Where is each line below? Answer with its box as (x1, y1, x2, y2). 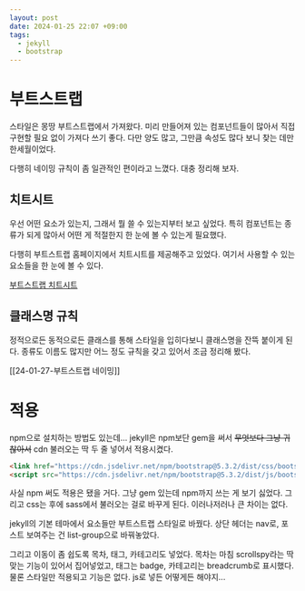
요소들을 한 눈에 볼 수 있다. (9, 260, 104, 271)
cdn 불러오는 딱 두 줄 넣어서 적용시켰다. (33, 443, 174, 455)
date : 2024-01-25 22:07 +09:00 (9, 22, 128, 31)
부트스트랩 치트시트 (9, 279, 78, 290)
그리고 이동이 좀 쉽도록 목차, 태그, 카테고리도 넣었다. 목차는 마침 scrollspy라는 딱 (9, 549, 294, 560)
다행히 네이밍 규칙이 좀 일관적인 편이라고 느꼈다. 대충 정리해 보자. (9, 163, 240, 174)
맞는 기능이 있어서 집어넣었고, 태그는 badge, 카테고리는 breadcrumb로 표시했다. (9, 560, 295, 571)
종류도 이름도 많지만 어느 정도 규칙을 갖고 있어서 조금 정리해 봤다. (21, 346, 251, 356)
